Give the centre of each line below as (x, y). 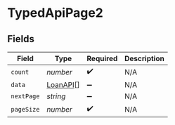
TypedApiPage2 (55, 13)
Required (102, 59)
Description (144, 59)
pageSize (25, 109)
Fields (21, 39)
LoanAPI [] (63, 85)
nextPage (25, 96)
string (56, 96)
